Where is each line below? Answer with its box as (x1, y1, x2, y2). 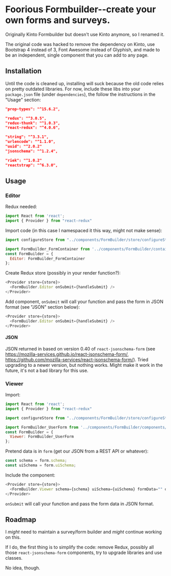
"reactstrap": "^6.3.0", (5, 162, 58, 168)
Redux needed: (5, 204, 37, 210)
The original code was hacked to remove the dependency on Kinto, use (5, 41, 155, 47)
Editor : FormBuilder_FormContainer (10, 256, 85, 261)
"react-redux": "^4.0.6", (5, 125, 60, 131)
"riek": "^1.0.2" (5, 158, 42, 163)
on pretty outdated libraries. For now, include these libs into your (5, 86, 141, 92)
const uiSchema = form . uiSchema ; (5, 463, 76, 468)
